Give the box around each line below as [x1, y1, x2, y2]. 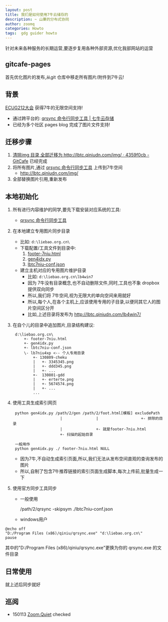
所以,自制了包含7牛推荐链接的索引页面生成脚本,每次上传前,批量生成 [20, 469, 159, 475]
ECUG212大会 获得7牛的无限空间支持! [5, 104, 83, 111]
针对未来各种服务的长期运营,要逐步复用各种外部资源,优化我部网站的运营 [5, 45, 153, 51]
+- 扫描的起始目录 [60, 432, 93, 437]
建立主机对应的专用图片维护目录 [20, 267, 87, 273]
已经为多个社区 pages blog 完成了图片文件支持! [12, 121, 111, 127]
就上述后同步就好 [5, 582, 41, 588]
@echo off [5, 526, 26, 531]
